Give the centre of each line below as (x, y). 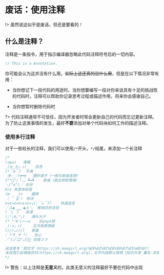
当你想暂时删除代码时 (33, 106)
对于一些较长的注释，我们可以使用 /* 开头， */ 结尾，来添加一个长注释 (74, 148)
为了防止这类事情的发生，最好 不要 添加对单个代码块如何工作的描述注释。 (78, 123)
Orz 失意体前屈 (19, 190)
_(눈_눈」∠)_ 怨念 (24, 167)
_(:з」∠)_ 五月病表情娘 (30, 226)
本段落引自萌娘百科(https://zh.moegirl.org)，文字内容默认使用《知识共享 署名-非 (81, 253)
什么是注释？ (24, 41)
